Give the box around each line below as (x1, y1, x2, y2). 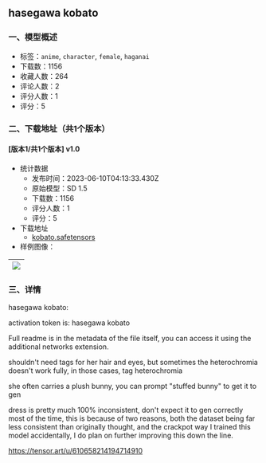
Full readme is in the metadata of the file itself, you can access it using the (8, 334, 252, 343)
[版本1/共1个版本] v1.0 (8, 144, 80, 154)
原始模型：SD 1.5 (31, 183, 88, 193)
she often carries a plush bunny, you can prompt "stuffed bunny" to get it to (8, 382, 257, 391)
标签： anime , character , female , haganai (19, 51, 150, 61)
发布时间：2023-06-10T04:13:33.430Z (31, 173, 159, 182)
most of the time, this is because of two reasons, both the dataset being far (8, 414, 256, 423)
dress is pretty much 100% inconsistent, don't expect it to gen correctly (8, 406, 244, 415)
